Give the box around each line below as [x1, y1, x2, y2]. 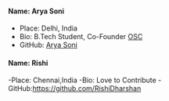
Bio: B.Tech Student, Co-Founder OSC [19, 32, 143, 41]
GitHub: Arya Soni [19, 40, 78, 50]
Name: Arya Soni [8, 6, 65, 16]
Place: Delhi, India [19, 23, 78, 33]
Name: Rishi [8, 58, 49, 67]
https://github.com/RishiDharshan [32, 84, 142, 93]
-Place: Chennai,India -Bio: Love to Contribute [8, 75, 156, 85]
